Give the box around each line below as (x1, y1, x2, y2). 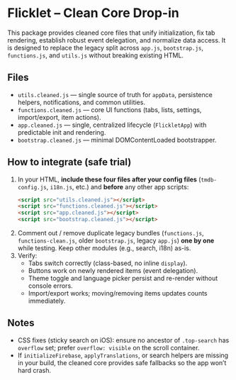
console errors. (28, 281, 73, 290)
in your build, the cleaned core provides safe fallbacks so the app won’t (17, 358, 227, 367)
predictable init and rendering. (17, 128, 106, 136)
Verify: (17, 252, 38, 260)
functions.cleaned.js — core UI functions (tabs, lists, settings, (17, 105, 202, 114)
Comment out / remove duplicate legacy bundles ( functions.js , (17, 229, 204, 238)
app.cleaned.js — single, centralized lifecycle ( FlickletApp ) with (17, 121, 207, 129)
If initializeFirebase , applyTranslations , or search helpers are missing (17, 351, 229, 359)
